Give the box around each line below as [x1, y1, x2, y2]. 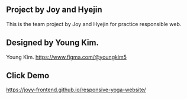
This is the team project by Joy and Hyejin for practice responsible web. [6, 20, 182, 27]
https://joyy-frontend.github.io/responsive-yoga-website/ [6, 86, 146, 94]
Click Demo [6, 71, 50, 81]
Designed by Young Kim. [6, 38, 99, 48]
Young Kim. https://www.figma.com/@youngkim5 [6, 53, 127, 60]
